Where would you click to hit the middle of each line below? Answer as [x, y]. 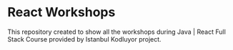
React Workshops [61, 12]
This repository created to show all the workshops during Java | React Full [117, 32]
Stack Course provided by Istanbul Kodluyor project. [85, 39]
